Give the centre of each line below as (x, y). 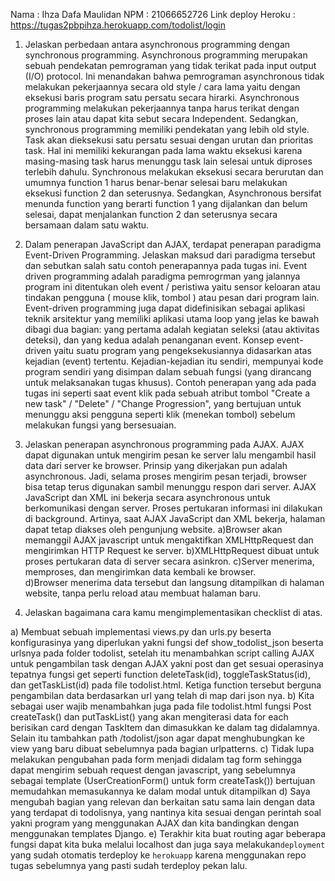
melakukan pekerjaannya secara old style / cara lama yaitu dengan (162, 87)
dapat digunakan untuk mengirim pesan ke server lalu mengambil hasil (170, 455)
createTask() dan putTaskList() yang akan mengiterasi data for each (149, 717)
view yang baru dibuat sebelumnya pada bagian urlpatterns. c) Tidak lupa (162, 748)
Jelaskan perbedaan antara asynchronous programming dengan (157, 44)
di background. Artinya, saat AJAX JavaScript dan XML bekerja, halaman (175, 518)
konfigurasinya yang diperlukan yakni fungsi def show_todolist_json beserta (167, 642)
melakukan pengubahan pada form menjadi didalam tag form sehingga (156, 759)
